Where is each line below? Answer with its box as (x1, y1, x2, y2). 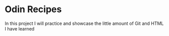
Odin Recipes (5, 4, 62, 15)
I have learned (5, 25, 35, 31)
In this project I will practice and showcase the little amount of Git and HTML (5, 20, 164, 26)
